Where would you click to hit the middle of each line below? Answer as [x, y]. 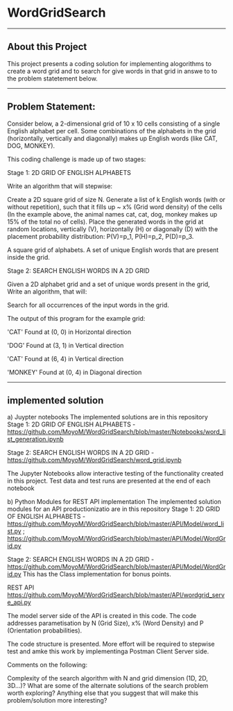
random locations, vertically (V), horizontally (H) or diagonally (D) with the [113, 229]
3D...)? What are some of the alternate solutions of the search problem [108, 686]
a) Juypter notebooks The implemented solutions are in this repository [107, 417]
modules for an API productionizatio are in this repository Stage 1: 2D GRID [114, 509]
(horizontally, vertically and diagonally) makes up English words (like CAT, [112, 138]
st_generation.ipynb [35, 440]
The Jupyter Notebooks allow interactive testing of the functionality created [115, 474]
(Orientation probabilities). [45, 630]
